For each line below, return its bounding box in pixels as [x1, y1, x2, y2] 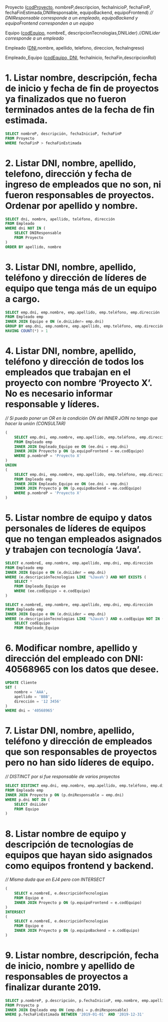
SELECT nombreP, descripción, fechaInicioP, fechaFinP [5, 131, 122, 136]
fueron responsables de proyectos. [5, 189, 154, 201]
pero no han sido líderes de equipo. [5, 757, 154, 768]
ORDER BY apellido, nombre [5, 244, 61, 249]
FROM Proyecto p [5, 1002, 39, 1008]
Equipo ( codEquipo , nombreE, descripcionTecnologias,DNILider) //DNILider [5, 30, 160, 36]
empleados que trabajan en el [5, 367, 131, 378]
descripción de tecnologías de [5, 839, 134, 850]
